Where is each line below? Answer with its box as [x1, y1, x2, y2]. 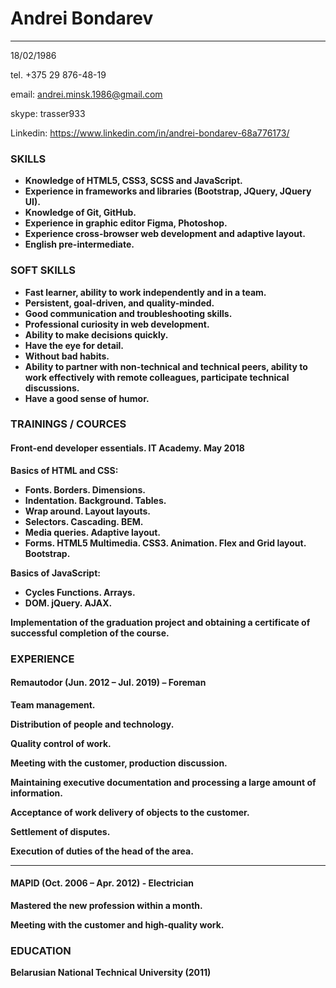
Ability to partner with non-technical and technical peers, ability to [24, 360, 308, 372]
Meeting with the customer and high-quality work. [10, 918, 225, 931]
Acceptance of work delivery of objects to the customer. [10, 806, 250, 818]
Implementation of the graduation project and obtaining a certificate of [10, 616, 311, 628]
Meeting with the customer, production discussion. [10, 757, 228, 769]
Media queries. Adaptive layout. [24, 526, 162, 538]
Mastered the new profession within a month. [10, 899, 203, 911]
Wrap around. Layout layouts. [24, 505, 151, 517]
